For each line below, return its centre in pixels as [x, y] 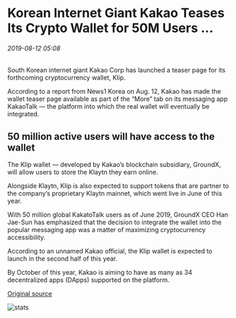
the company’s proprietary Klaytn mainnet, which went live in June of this [115, 194]
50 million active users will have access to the [111, 136]
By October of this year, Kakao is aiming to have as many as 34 [100, 273]
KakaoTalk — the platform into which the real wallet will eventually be [108, 106]
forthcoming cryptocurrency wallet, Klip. [66, 78]
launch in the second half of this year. [63, 259]
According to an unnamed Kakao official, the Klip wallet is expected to [110, 251]
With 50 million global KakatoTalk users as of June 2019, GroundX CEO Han [118, 215]
